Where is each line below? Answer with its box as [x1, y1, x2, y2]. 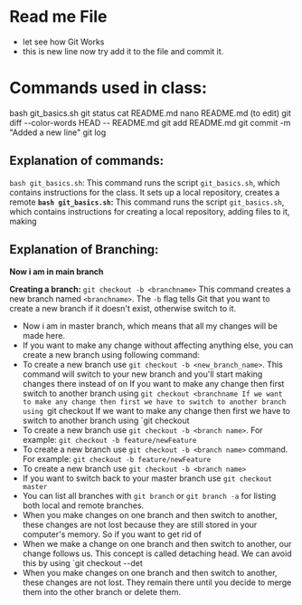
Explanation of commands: [9, 153, 165, 168]
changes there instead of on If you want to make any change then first [22, 378, 285, 389]
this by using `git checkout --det [22, 557, 143, 568]
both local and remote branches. [22, 500, 145, 511]
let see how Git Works [22, 36, 105, 47]
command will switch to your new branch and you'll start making [22, 369, 263, 379]
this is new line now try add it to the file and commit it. [22, 45, 224, 56]
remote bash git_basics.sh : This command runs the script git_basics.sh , [9, 197, 285, 207]
